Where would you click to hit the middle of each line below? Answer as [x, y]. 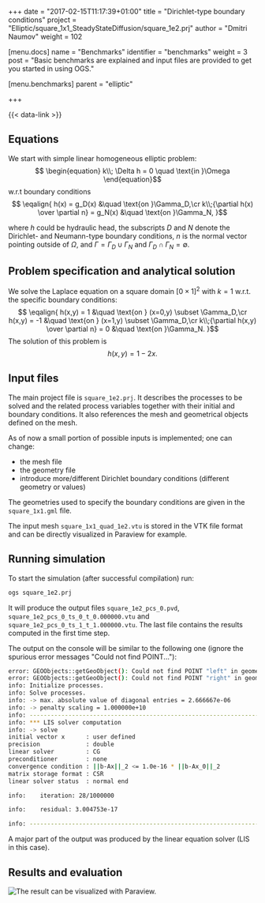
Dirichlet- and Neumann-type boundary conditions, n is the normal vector [128, 235]
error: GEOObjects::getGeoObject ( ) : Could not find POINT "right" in [125, 679]
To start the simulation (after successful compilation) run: [101, 578]
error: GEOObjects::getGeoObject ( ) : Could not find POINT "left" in [123, 671]
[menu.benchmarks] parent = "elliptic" [71, 84]
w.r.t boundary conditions [50, 191]
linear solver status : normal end [68, 781]
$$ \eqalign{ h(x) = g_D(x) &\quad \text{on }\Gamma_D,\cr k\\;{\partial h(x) [132, 204]
